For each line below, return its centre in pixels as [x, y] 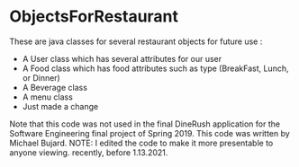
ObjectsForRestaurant [94, 17]
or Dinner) [41, 77]
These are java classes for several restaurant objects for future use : [136, 41]
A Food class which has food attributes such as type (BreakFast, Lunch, [155, 68]
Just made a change [60, 106]
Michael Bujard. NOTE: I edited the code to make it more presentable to [141, 143]
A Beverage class [55, 87]
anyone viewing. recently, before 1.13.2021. [89, 152]
